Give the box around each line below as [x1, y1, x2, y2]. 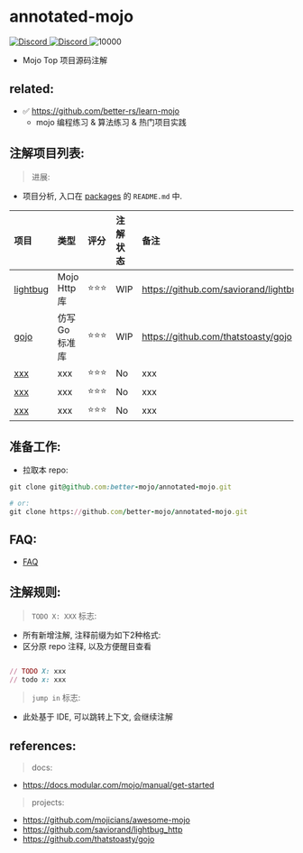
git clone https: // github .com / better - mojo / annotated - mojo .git [9, 508, 248, 517]
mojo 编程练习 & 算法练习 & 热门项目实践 [35, 116, 187, 127]
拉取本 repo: [22, 464, 69, 475]
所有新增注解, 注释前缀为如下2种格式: [22, 629, 161, 640]
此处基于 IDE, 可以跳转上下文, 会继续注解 [22, 711, 173, 722]
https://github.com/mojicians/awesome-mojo [22, 814, 191, 826]
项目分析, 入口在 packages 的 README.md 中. [22, 190, 183, 201]
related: [9, 81, 54, 96]
